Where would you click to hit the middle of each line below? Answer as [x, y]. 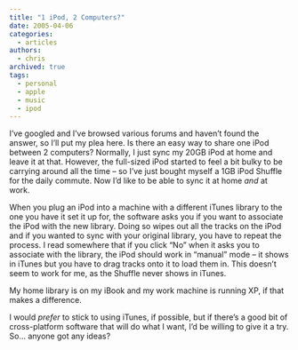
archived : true [37, 68]
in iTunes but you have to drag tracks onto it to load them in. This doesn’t [143, 264]
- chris [32, 59]
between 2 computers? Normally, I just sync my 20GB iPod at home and [141, 153]
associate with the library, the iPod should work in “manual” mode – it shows [149, 255]
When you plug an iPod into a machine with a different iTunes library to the [146, 207]
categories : [31, 34]
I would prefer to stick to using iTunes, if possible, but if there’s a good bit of [149, 317]
